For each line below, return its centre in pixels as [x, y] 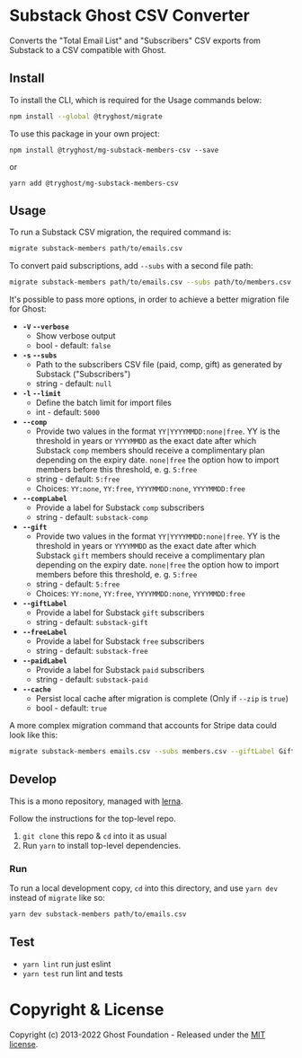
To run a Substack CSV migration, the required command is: [120, 232]
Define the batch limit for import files [104, 403]
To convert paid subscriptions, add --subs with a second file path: [131, 266]
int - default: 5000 [68, 412]
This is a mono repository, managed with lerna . [96, 801]
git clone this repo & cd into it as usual [94, 835]
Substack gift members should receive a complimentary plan [150, 555]
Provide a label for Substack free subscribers [120, 641]
